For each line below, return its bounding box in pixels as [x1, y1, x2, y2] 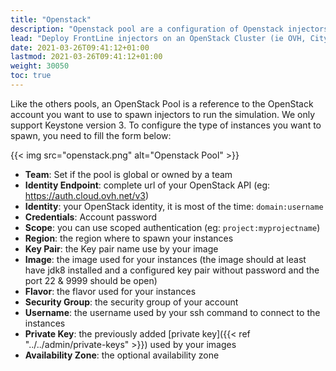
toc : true [10, 71, 52, 81]
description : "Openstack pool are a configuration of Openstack [10, 24, 284, 34]
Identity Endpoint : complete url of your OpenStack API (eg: [24, 179, 271, 191]
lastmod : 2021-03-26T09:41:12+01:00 [10, 52, 163, 62]
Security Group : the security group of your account [24, 296, 239, 308]
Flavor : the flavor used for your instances [24, 285, 197, 297]
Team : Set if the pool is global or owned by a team [24, 168, 233, 180]
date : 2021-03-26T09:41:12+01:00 [10, 42, 150, 53]
